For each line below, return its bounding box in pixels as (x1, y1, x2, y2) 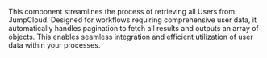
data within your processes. (8, 41, 101, 50)
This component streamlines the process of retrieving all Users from (8, 7, 236, 16)
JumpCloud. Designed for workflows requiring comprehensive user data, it (8, 15, 257, 25)
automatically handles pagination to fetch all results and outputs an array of (8, 24, 260, 33)
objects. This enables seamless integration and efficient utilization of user (8, 32, 253, 41)
